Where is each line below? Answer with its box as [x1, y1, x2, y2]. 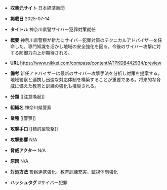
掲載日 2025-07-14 [10, 16, 50, 22]
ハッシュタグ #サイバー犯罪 [10, 179, 68, 185]
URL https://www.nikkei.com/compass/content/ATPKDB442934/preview [10, 60, 162, 66]
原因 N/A [10, 158, 29, 164]
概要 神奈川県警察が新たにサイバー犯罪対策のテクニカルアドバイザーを [10, 37, 158, 43]
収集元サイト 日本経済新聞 [10, 5, 65, 11]
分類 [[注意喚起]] [10, 93, 45, 100]
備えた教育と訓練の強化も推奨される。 [19, 83, 99, 89]
